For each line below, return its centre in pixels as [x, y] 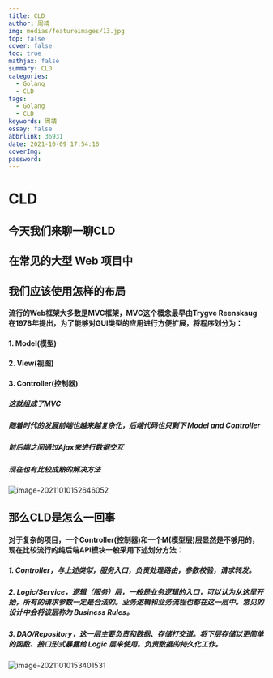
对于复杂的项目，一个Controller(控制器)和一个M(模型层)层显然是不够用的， [134, 540]
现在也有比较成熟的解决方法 [55, 469]
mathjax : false [34, 62]
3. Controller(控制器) [43, 383]
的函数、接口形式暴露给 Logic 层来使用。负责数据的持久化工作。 [115, 644]
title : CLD [27, 16]
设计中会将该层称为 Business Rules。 [71, 612]
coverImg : [25, 151]
